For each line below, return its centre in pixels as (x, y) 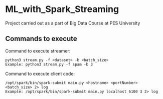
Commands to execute (41, 39)
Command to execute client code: (40, 73)
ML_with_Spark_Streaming (62, 9)
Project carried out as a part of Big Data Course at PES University (73, 23)
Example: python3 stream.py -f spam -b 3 (49, 64)
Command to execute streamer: (38, 50)
